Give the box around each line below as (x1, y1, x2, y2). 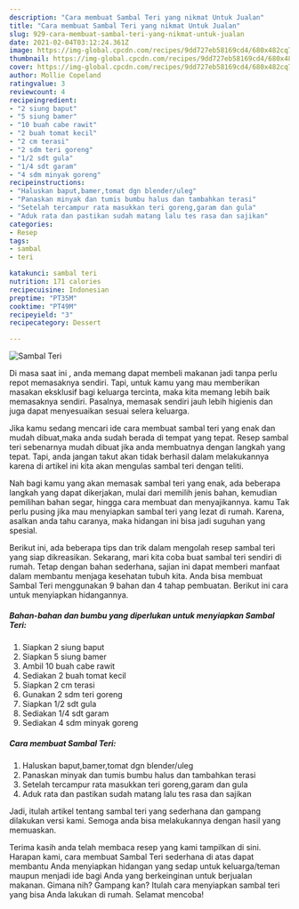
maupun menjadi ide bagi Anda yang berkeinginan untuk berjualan (9, 871, 253, 881)
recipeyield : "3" (9, 310, 74, 319)
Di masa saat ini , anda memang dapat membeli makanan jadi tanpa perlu (9, 368, 278, 379)
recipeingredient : (9, 95, 77, 105)
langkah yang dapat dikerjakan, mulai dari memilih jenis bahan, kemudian (9, 487, 278, 498)
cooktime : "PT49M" (9, 302, 77, 311)
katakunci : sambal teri (9, 269, 98, 278)
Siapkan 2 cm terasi (21, 680, 95, 690)
